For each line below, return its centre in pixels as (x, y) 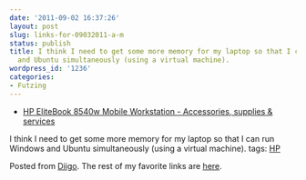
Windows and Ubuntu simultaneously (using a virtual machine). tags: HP (145, 148)
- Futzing (28, 85)
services (39, 121)
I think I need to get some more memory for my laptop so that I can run (142, 138)
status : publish (40, 43)
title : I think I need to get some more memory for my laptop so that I (150, 52)
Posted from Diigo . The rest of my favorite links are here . (116, 165)
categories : (32, 77)
